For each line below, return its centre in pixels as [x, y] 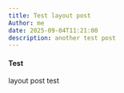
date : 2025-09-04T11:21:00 [53, 30]
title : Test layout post [50, 15]
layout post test [34, 81]
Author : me [26, 23]
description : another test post [62, 38]
